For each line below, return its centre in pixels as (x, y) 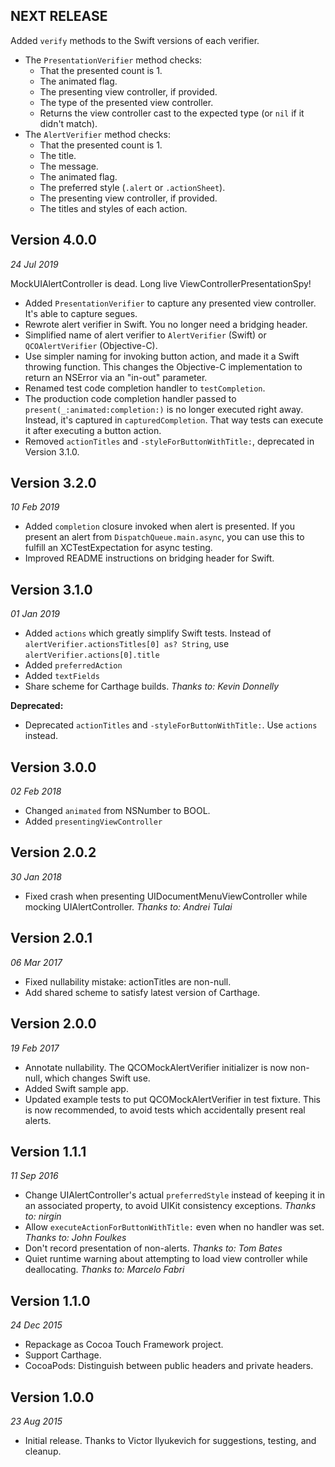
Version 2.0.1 (51, 938)
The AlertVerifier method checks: (97, 134)
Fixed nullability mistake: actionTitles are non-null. (128, 981)
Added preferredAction (73, 665)
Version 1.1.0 (50, 1300)
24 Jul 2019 (34, 264)
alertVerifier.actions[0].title (92, 655)
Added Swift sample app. (76, 1088)
